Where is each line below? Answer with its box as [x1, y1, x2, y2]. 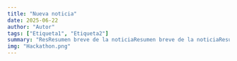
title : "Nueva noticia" [7, 10, 78, 18]
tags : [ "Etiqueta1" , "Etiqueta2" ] [7, 29, 109, 37]
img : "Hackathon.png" [7, 43, 71, 50]
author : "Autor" [7, 23, 55, 30]
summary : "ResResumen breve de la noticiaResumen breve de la [7, 36, 194, 43]
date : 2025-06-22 [7, 17, 59, 24]
